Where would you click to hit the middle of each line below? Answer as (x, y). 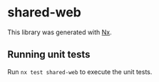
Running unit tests (49, 55)
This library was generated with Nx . (60, 32)
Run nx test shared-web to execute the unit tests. (80, 71)
